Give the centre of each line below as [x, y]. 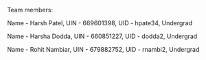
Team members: [30, 10]
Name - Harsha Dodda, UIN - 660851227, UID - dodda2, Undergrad [102, 36]
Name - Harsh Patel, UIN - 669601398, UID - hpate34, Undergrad [100, 23]
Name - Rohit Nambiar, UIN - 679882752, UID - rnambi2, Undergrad [103, 49]
